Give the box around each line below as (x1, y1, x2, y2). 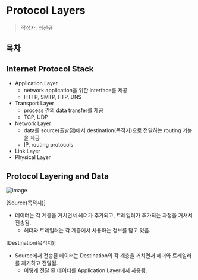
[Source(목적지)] (6, 199, 46, 206)
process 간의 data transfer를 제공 (23, 107, 104, 114)
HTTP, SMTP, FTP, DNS (23, 94, 82, 101)
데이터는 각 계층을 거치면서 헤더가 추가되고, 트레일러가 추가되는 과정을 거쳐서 (14, 211, 193, 219)
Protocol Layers (6, 4, 86, 17)
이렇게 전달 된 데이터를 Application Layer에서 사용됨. (23, 266, 147, 274)
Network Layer (14, 120, 52, 127)
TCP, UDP (23, 114, 49, 121)
